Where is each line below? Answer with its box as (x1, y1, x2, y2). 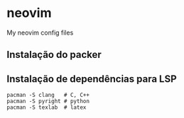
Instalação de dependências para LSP (6, 73, 177, 85)
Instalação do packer (6, 49, 102, 61)
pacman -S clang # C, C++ (6, 92, 90, 99)
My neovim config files (6, 28, 74, 37)
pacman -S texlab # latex (6, 104, 87, 111)
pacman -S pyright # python (6, 98, 90, 105)
